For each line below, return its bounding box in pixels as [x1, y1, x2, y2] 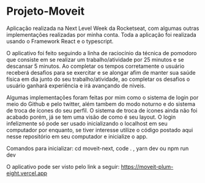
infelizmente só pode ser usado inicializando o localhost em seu [6, 119, 168, 127]
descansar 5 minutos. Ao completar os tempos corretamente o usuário [6, 62, 185, 70]
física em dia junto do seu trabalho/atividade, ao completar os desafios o [6, 75, 190, 83]
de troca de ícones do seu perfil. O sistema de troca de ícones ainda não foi [6, 106, 198, 114]
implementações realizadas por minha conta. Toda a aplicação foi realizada [6, 31, 197, 38]
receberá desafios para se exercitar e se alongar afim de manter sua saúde [6, 69, 196, 76]
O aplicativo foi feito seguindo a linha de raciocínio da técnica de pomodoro [6, 49, 197, 56]
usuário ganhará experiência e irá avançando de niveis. [6, 81, 146, 89]
